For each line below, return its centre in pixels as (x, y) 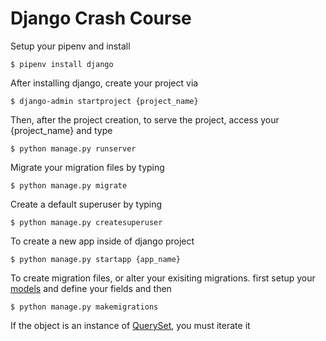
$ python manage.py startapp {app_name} (96, 259)
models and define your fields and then (91, 288)
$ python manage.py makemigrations (84, 307)
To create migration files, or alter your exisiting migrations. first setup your (163, 278)
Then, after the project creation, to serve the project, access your (145, 119)
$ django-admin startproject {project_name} (104, 101)
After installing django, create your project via (104, 83)
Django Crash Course (101, 18)
